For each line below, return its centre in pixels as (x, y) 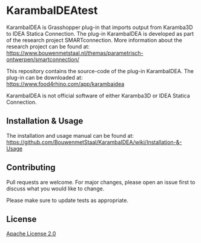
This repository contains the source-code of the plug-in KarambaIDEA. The (100, 71)
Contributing (31, 168)
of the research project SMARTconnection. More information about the (94, 40)
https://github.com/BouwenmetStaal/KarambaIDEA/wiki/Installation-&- (94, 142)
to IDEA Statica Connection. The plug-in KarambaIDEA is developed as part (100, 33)
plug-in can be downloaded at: (44, 77)
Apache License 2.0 (31, 234)
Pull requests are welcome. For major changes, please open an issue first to (101, 182)
